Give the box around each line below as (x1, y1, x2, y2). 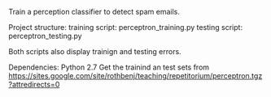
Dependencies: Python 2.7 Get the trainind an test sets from (8, 62, 210, 72)
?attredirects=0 (8, 80, 60, 89)
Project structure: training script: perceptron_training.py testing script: (8, 23, 243, 32)
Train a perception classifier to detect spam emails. (8, 7, 181, 16)
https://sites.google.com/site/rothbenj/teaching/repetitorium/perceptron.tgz (8, 71, 263, 80)
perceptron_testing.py (8, 32, 83, 40)
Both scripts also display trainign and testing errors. (8, 47, 181, 56)
